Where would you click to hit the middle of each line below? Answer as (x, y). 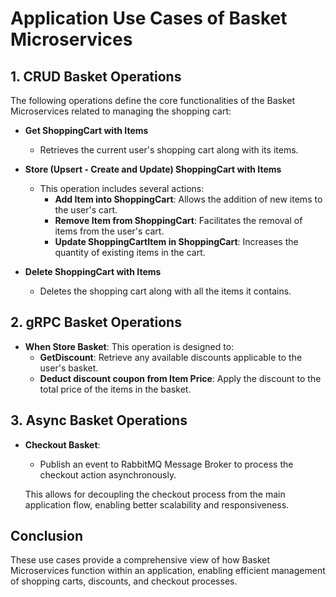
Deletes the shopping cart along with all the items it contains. (165, 291)
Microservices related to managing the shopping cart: (121, 111)
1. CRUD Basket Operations (96, 76)
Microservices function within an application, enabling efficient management (168, 571)
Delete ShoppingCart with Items (93, 271)
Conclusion (47, 536)
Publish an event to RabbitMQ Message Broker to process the (166, 464)
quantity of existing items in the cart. (130, 252)
